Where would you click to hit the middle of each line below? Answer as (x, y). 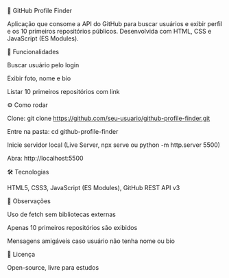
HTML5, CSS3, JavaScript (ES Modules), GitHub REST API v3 (94, 188)
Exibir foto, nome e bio (39, 78)
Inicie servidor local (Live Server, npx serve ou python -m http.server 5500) (114, 145)
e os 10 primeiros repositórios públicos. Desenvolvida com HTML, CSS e (109, 31)
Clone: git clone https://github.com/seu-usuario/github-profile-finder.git (109, 118)
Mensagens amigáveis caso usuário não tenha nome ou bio (91, 241)
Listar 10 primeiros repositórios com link (63, 92)
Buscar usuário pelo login (43, 65)
